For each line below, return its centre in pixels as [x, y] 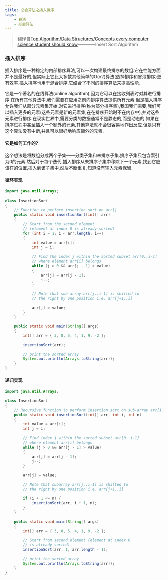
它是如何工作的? [22, 143]
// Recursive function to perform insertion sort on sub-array [81, 410]
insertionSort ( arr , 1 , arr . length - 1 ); [66, 550]
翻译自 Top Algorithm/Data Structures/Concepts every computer [83, 39]
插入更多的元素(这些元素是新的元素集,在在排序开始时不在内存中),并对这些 [84, 112]
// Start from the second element [59, 224]
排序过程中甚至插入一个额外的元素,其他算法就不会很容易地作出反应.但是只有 [83, 125]
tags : [11, 15]
